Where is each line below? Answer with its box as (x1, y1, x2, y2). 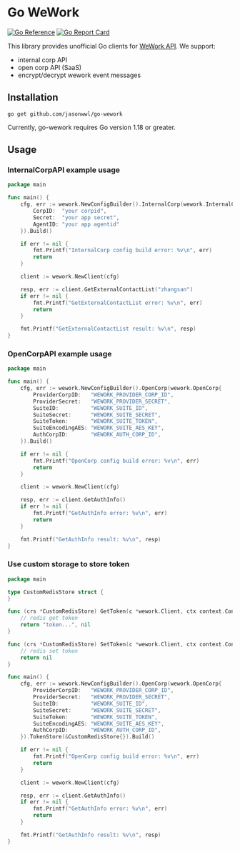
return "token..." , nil (20, 621, 91, 628)
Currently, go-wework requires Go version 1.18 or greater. (7, 123, 176, 131)
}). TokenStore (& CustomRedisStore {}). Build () (20, 733, 155, 741)
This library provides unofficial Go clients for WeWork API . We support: (7, 41, 216, 50)
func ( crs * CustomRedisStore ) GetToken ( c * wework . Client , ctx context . (7, 608, 225, 615)
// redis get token (20, 615, 79, 622)
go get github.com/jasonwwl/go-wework (7, 110, 123, 118)
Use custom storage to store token (7, 559, 130, 569)
